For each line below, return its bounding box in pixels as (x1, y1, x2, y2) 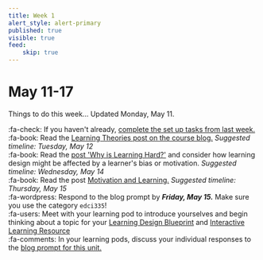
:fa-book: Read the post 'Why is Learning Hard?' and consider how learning (8, 149, 256, 159)
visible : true (8, 33, 56, 42)
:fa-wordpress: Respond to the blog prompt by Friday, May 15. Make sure (8, 192, 249, 201)
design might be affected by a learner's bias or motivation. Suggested (8, 158, 237, 168)
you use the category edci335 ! (8, 200, 107, 210)
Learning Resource (8, 226, 71, 235)
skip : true (22, 49, 59, 56)
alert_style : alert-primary (8, 19, 102, 27)
